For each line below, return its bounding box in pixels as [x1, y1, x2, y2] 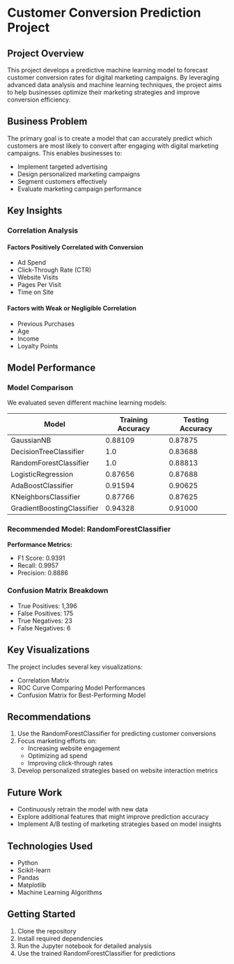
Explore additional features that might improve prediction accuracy [17, 813, 209, 821]
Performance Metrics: [7, 540, 73, 548]
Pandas [17, 873, 40, 882]
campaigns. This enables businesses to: [7, 148, 123, 157]
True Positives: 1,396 [17, 601, 78, 610]
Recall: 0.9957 [17, 561, 59, 569]
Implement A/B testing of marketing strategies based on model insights [17, 820, 221, 828]
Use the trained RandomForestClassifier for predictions [17, 949, 176, 957]
